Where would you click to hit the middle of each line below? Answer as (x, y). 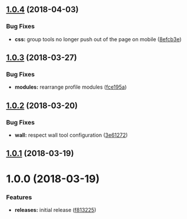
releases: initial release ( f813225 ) (55, 210)
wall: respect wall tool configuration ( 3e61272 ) (71, 135)
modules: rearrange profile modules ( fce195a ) (71, 87)
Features (19, 197)
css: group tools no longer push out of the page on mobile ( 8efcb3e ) (98, 39)
